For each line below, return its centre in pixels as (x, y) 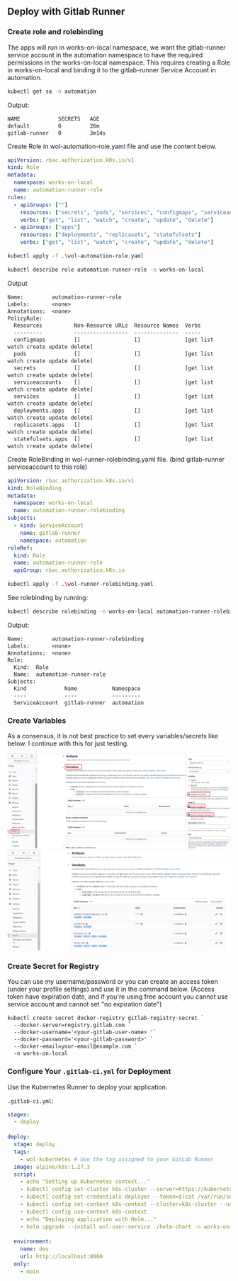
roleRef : (20, 548)
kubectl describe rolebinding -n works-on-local (80, 612)
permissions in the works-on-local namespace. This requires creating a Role (119, 62)
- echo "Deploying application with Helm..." (89, 1219)
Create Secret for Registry (53, 966)
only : (22, 1264)
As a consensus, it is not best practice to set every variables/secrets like (113, 736)
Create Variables (37, 721)
